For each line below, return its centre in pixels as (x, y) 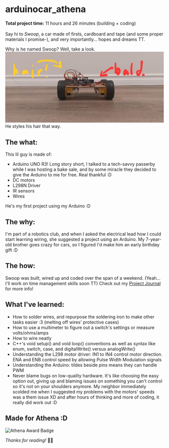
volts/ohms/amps (30, 333)
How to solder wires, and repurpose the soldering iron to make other (83, 316)
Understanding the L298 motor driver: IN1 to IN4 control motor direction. (87, 354)
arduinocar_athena (46, 9)
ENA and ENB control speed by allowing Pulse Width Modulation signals (87, 359)
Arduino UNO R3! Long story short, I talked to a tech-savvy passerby (84, 164)
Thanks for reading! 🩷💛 (29, 440)
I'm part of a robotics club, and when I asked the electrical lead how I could (83, 234)
